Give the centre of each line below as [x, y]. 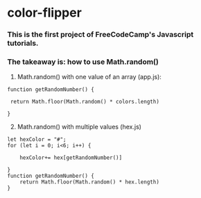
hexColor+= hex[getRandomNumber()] [71, 158]
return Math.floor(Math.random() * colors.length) [85, 102]
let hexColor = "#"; [37, 140]
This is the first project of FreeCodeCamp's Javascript [101, 35]
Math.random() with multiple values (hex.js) [79, 127]
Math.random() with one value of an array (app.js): [89, 77]
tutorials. [23, 43]
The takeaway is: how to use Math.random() [83, 62]
